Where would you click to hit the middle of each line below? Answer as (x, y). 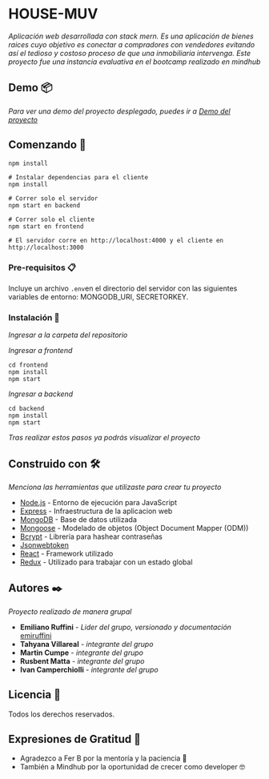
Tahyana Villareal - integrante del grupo (86, 644)
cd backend (26, 409)
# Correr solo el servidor (53, 198)
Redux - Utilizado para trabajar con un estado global (106, 562)
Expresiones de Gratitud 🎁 (75, 739)
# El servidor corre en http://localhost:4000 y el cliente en (116, 240)
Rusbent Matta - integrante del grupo (82, 661)
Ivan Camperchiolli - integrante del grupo (89, 669)
